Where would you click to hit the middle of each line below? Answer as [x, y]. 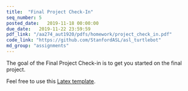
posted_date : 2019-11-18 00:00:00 [52, 23]
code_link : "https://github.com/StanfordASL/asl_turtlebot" [84, 40]
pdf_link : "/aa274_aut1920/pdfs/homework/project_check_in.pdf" [89, 35]
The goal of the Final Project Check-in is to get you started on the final [94, 63]
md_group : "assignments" [38, 46]
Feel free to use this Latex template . [51, 81]
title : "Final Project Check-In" [50, 12]
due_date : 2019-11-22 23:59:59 [49, 29]
